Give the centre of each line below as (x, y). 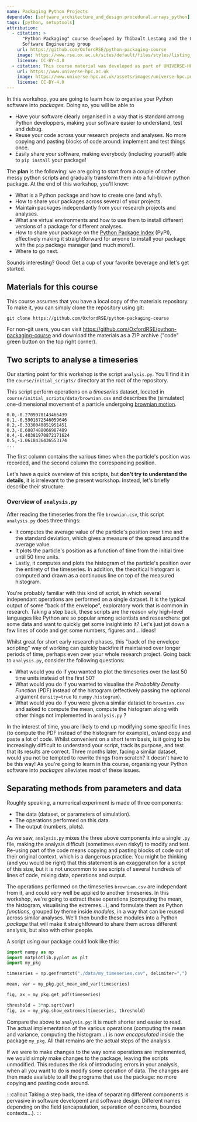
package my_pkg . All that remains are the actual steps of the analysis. (89, 1041)
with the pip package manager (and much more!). (75, 245)
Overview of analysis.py (42, 501)
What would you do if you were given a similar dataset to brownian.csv (100, 703)
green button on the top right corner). (52, 341)
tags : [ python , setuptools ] (41, 22)
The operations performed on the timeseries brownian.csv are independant (97, 886)
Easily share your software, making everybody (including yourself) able (101, 154)
